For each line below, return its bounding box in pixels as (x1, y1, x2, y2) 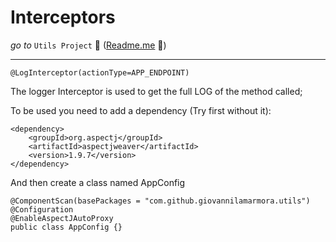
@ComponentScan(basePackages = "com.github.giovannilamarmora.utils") (10, 196, 311, 206)
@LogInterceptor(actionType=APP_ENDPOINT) (10, 67, 190, 78)
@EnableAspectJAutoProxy (10, 213, 114, 223)
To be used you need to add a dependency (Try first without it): (10, 104, 272, 116)
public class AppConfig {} (10, 222, 123, 232)
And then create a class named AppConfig (10, 176, 186, 188)
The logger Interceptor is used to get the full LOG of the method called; (10, 85, 303, 97)
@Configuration (10, 204, 74, 215)
